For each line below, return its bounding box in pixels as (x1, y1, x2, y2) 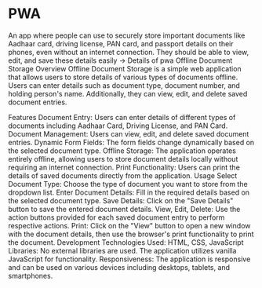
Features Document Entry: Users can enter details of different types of (8, 112, 236, 122)
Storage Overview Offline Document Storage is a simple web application (8, 64, 242, 73)
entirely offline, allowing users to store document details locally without (8, 154, 238, 163)
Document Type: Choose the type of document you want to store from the (8, 179, 249, 188)
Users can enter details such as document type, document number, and (8, 80, 241, 90)
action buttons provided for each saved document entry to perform (8, 213, 225, 222)
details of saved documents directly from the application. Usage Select (8, 170, 238, 180)
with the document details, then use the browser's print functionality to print (8, 229, 254, 239)
